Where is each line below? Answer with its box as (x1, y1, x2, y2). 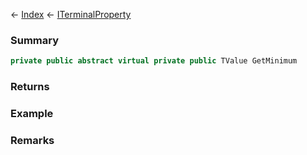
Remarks (10, 133, 55, 147)
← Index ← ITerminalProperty (10, 9, 132, 20)
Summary (10, 33, 60, 47)
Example (10, 107, 54, 121)
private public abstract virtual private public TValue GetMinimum (10, 56, 298, 66)
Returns (10, 80, 50, 94)
